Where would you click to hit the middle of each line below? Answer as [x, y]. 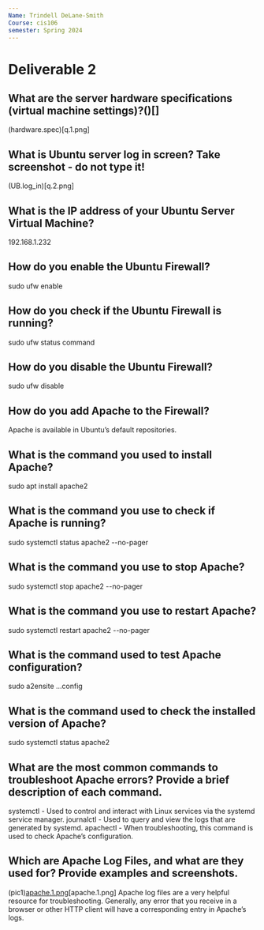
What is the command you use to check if [112, 511]
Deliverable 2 [52, 69]
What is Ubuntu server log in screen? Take [114, 154]
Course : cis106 [33, 23]
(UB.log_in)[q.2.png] [41, 186]
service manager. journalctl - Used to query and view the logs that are [122, 819]
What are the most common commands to [113, 767]
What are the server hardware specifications [120, 98]
